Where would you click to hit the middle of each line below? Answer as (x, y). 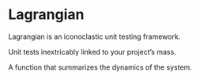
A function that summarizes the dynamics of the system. (100, 67)
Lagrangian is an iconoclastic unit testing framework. (94, 36)
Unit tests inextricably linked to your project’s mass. (92, 51)
